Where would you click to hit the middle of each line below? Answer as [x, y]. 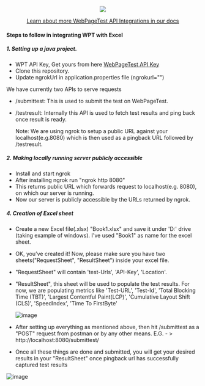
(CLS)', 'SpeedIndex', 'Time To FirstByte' [66, 303]
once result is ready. [41, 119]
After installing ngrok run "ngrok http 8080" [70, 180]
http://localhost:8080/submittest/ [57, 340]
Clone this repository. [42, 71]
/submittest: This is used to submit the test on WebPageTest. [91, 101]
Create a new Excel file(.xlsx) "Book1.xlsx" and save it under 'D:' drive [103, 228]
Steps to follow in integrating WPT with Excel [65, 35]
